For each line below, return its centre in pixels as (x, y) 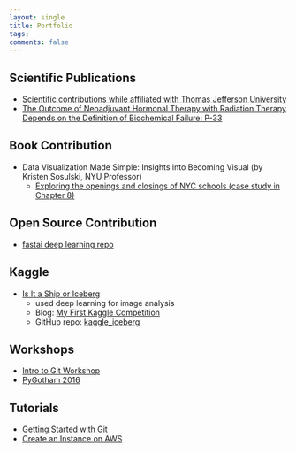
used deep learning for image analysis (105, 303)
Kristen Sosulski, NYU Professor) (82, 176)
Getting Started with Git (65, 429)
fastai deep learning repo (68, 244)
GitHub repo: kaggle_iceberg (87, 322)
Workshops (42, 349)
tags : (19, 34)
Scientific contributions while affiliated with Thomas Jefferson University (154, 99)
